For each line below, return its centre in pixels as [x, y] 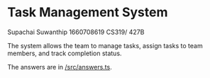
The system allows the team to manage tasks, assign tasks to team [105, 45]
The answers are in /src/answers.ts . [60, 67]
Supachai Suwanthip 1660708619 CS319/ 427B [76, 32]
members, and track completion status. [65, 53]
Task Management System [88, 12]
